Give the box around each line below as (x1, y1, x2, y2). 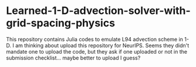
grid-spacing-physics (6, 16, 116, 30)
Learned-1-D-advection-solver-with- (6, 4, 191, 17)
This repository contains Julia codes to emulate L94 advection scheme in (6, 36, 184, 43)
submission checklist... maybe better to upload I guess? (6, 54, 141, 61)
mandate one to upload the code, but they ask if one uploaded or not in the (6, 48, 188, 55)
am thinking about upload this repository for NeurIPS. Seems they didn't (15, 42, 190, 49)
